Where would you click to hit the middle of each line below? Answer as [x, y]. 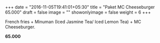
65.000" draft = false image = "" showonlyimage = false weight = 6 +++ [78, 12]
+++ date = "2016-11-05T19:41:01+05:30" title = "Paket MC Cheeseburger [80, 7]
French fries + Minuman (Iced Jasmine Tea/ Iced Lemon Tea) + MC [73, 22]
